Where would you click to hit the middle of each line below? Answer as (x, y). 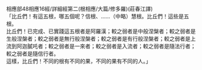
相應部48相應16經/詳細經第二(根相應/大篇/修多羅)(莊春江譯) (80, 9)
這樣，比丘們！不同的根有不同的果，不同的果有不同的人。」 (79, 61)
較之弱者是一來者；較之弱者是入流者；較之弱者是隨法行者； (122, 46)
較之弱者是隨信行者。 (32, 54)
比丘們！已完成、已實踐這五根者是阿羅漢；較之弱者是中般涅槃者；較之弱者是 (101, 31)
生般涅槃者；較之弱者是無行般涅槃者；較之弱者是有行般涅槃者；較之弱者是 (98, 39)
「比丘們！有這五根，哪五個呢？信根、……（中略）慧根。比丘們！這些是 (95, 16)
